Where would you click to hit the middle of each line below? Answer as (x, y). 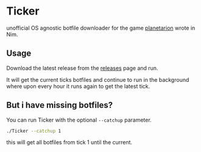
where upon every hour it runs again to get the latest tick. (78, 86)
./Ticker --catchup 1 (34, 131)
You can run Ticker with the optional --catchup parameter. (79, 120)
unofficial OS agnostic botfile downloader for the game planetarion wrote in (101, 28)
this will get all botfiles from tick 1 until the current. (69, 142)
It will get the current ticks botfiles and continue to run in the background (98, 79)
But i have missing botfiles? (60, 105)
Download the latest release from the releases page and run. (82, 68)
